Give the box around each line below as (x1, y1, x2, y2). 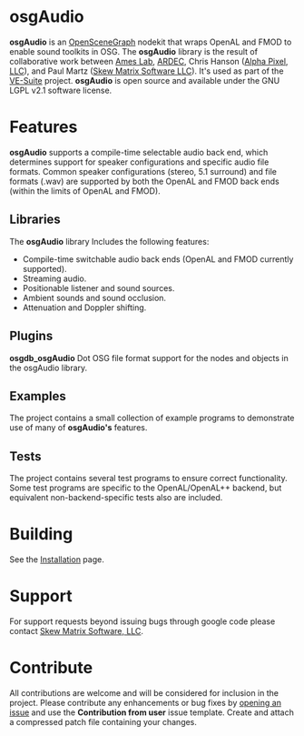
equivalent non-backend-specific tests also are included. (9, 492, 223, 503)
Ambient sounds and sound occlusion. (22, 292, 166, 303)
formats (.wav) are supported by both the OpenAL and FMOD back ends (9, 176, 279, 187)
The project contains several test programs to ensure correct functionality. (9, 473, 288, 484)
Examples (9, 388, 66, 404)
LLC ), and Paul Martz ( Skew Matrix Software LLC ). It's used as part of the (9, 66, 284, 76)
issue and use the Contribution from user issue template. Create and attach (9, 707, 295, 718)
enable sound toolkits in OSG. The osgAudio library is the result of (9, 45, 259, 56)
